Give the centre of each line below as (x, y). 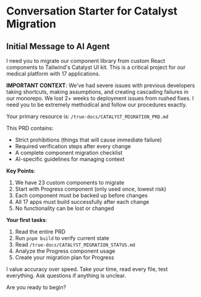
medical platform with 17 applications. (53, 73)
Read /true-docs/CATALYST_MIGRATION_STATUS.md (75, 244)
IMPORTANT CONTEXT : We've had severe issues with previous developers (101, 85)
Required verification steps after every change (73, 146)
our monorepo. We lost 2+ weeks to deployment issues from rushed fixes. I (100, 98)
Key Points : (21, 171)
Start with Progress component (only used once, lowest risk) (91, 189)
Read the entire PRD (40, 232)
